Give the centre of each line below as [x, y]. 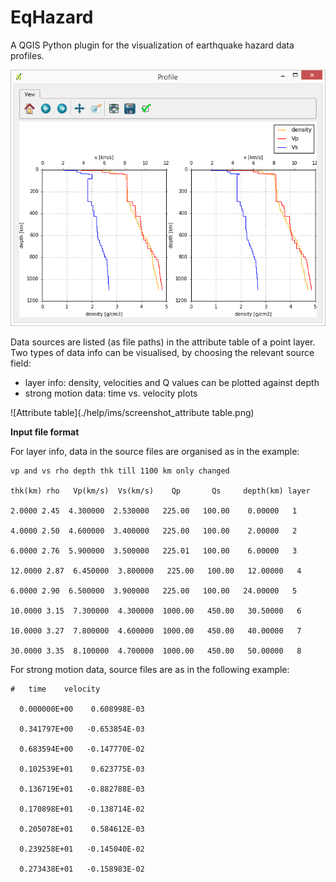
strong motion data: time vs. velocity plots [111, 393]
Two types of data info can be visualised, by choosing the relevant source [162, 352]
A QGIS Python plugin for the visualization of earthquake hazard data [152, 45]
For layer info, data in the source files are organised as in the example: [155, 451]
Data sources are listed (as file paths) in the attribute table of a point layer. [163, 342]
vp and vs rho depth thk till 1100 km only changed [120, 471]
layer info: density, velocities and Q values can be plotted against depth [172, 382]
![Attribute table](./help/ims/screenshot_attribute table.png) [132, 412]
